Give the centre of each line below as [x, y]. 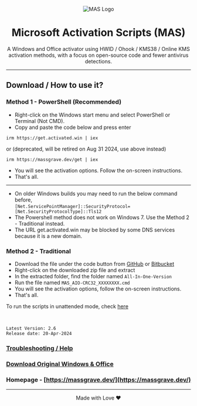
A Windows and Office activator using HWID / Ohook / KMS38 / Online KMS [98, 49]
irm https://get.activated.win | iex [52, 138]
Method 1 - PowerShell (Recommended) [64, 102]
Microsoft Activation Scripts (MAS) [98, 33]
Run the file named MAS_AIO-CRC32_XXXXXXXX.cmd [72, 282]
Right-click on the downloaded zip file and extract [75, 270]
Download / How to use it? [55, 85]
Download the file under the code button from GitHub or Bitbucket [94, 264]
